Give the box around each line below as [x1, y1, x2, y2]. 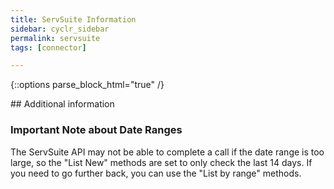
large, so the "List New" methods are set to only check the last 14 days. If [10, 156, 313, 168]
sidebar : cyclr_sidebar [10, 24, 110, 34]
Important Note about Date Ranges [10, 123, 183, 137]
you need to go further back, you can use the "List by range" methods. [10, 167, 302, 179]
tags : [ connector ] [10, 42, 87, 53]
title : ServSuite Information [10, 14, 137, 25]
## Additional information [10, 98, 115, 110]
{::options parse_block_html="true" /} [10, 79, 165, 91]
